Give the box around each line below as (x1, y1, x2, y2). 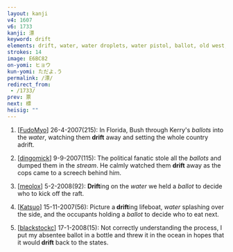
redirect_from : (7, 81, 51, 88)
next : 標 (7, 100, 31, 107)
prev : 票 (7, 94, 31, 101)
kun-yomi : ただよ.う (7, 68, 62, 75)
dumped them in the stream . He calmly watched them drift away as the (17, 161, 221, 170)
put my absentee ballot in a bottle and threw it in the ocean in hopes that (17, 231, 224, 239)
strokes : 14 (7, 49, 42, 56)
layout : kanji (7, 10, 49, 17)
